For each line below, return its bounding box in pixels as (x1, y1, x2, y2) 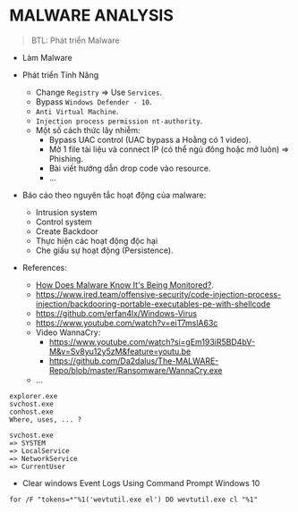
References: (21, 262, 67, 273)
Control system (35, 216, 92, 227)
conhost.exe (9, 407, 54, 416)
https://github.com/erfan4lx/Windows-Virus (35, 307, 198, 318)
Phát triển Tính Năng (21, 69, 99, 80)
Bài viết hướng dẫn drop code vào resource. (48, 163, 212, 173)
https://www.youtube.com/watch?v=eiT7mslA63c (35, 317, 218, 328)
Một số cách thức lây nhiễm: (35, 124, 140, 135)
